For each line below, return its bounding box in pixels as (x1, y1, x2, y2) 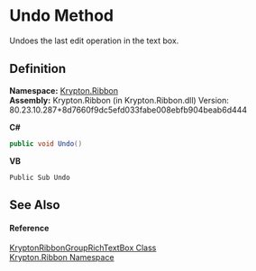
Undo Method (9, 5, 114, 26)
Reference (9, 222, 50, 233)
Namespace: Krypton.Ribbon (9, 85, 119, 95)
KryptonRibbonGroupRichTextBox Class (9, 242, 157, 253)
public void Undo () (9, 139, 83, 149)
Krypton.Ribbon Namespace (9, 252, 114, 263)
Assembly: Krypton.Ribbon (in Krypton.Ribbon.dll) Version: (9, 95, 230, 105)
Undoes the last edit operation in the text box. (9, 35, 179, 46)
